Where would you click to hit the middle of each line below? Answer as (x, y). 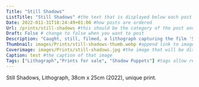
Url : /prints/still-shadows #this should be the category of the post (95, 28)
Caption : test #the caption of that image (59, 55)
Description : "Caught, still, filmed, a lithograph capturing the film (96, 39)
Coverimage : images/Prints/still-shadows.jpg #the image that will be (95, 50)
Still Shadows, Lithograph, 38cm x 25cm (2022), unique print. (81, 78)
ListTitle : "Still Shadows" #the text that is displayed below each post (99, 17)
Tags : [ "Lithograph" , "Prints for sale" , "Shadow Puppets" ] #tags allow (96, 61)
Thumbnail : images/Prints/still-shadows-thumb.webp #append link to (92, 45)
